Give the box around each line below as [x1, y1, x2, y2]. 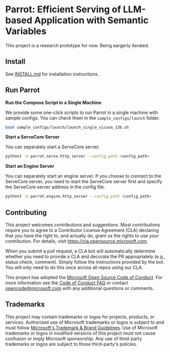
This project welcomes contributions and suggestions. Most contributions [5, 222, 160, 228]
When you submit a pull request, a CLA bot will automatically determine [5, 248, 156, 254]
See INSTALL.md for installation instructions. [5, 71, 100, 77]
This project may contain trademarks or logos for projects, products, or [5, 314, 155, 320]
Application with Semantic [34, 14, 149, 26]
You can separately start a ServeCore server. [5, 144, 100, 150]
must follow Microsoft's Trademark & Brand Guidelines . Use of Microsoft [5, 324, 158, 330]
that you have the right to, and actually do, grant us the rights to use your [5, 232, 159, 239]
